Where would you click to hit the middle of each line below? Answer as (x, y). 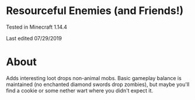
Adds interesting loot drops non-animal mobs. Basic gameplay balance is (94, 78)
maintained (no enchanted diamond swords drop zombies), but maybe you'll (98, 84)
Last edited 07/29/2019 (34, 38)
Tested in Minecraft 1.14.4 (36, 27)
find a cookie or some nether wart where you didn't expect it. (80, 90)
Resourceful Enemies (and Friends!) (95, 11)
